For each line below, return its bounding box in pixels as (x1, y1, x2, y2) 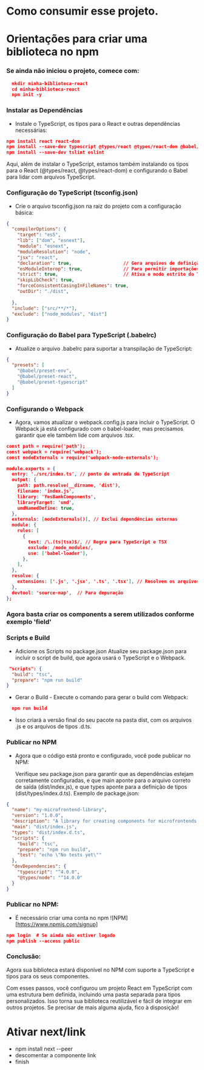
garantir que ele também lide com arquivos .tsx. (15, 431, 135, 439)
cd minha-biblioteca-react (12, 86, 80, 92)
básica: (15, 208, 34, 216)
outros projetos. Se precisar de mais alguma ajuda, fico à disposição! (6, 1004, 179, 1011)
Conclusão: (6, 952, 41, 961)
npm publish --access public (6, 938, 80, 944)
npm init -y (12, 92, 42, 98)
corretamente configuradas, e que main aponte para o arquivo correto (15, 777, 191, 784)
